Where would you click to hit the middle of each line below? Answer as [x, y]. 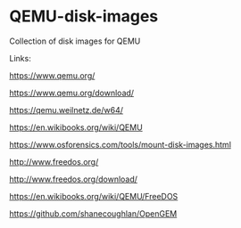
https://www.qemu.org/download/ [72, 93]
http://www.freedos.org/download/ [74, 179]
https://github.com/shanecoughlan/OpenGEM [93, 213]
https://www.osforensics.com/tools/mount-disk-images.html [120, 144]
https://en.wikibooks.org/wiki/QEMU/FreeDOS [94, 196]
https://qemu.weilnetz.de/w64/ [66, 110]
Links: [20, 58]
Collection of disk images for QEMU [75, 41]
